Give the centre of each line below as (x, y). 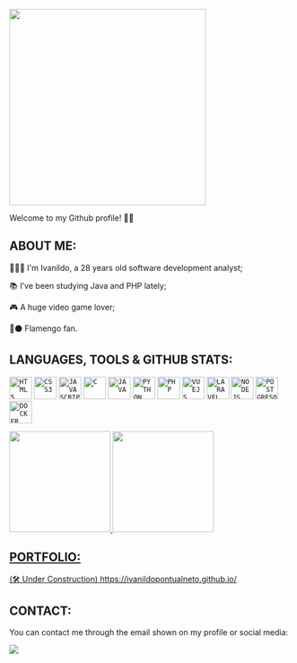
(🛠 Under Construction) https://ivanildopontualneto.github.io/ (123, 580)
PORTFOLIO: (45, 558)
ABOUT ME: (43, 246)
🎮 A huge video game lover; (62, 307)
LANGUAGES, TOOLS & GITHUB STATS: (121, 360)
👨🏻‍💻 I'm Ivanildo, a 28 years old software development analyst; (126, 267)
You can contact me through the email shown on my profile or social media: (149, 632)
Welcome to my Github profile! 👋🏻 (72, 218)
